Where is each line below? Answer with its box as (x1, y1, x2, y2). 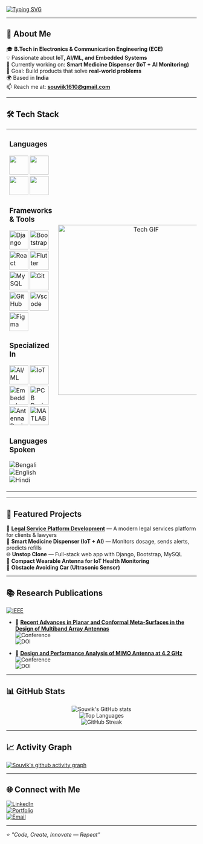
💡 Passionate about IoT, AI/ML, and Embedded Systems (6, 54, 147, 61)
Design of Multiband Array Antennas (14, 625, 110, 632)
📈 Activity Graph (6, 742, 72, 753)
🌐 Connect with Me (6, 784, 80, 794)
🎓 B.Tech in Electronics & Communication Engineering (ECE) (6, 45, 163, 53)
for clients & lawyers (6, 531, 57, 539)
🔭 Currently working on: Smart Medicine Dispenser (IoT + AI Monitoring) (6, 60, 189, 68)
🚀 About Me (6, 29, 51, 39)
